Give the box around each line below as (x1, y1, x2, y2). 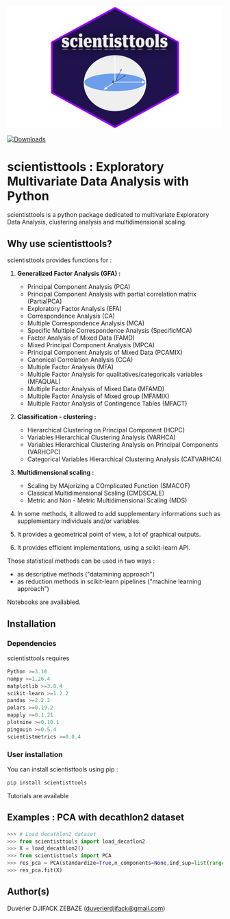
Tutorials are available (7, 791, 69, 800)
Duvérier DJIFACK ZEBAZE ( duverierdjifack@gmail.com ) (7, 904, 166, 912)
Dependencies (7, 638, 57, 648)
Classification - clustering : (16, 412, 97, 421)
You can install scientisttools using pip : (7, 765, 118, 773)
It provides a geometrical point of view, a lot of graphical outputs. (16, 531, 201, 539)
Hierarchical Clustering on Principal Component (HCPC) (27, 426, 186, 434)
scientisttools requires (7, 654, 70, 662)
